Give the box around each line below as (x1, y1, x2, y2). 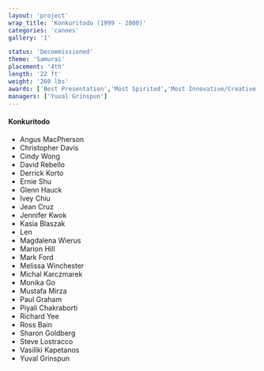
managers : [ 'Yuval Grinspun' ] (8, 92, 108, 100)
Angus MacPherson (19, 134, 85, 143)
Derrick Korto (19, 168, 64, 178)
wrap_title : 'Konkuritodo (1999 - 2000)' (8, 19, 147, 27)
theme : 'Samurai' (8, 55, 66, 63)
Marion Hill (19, 243, 55, 254)
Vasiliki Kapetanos (19, 345, 80, 354)
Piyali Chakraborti (19, 303, 78, 312)
